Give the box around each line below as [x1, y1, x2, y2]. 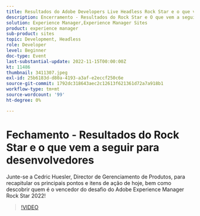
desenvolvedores [6, 153, 94, 167]
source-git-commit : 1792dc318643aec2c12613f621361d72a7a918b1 [6, 81, 164, 87]
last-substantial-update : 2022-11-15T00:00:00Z [6, 58, 127, 64]
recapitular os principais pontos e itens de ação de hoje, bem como [6, 179, 171, 186]
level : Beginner [6, 48, 46, 54]
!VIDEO [20, 204, 39, 211]
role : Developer [6, 42, 46, 48]
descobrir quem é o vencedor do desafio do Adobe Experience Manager [6, 186, 185, 193]
